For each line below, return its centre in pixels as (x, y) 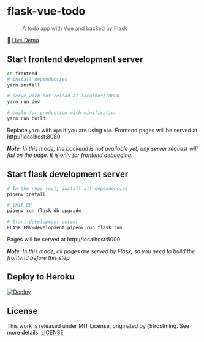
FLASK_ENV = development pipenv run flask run (65, 228)
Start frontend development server (75, 59)
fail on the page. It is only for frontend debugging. (70, 155)
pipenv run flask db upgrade (44, 211)
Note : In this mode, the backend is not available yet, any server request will (102, 148)
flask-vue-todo (46, 11)
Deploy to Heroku (41, 277)
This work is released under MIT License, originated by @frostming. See (98, 325)
